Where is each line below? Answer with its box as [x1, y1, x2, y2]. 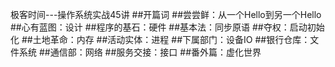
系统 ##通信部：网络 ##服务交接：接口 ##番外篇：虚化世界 [18, 46, 262, 58]
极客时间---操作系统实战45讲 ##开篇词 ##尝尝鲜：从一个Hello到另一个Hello [10, 9, 322, 20]
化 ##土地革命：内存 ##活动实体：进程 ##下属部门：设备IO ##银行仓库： [10, 34, 311, 45]
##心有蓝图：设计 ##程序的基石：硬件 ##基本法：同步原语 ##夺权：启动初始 [10, 21, 325, 33]
